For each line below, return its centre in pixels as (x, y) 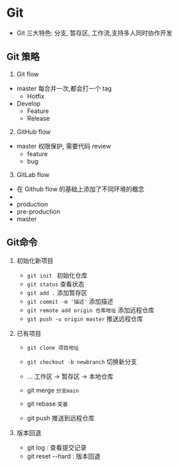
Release (38, 118)
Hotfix (35, 96)
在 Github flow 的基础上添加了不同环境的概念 (80, 189)
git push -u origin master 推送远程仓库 (85, 319)
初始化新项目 (35, 260)
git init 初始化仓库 (57, 275)
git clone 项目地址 (53, 348)
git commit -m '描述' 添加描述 (70, 301)
